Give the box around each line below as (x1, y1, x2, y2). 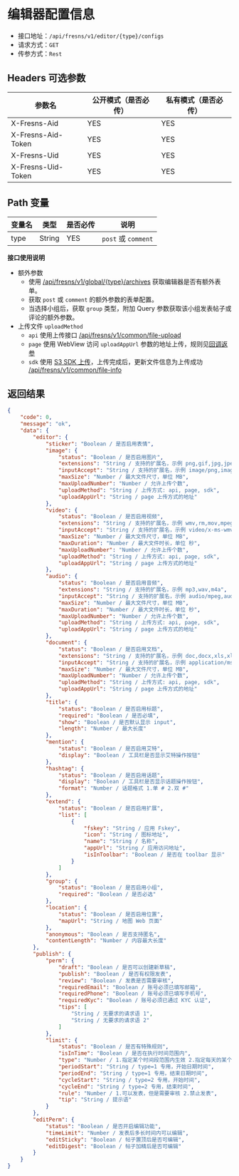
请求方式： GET (17, 40, 59, 48)
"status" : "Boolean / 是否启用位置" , (58, 910, 164, 918)
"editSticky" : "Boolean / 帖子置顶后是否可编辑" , (45, 1136, 185, 1143)
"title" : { (45, 698, 78, 706)
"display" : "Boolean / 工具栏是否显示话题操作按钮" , (58, 778, 204, 785)
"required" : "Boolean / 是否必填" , (58, 712, 160, 719)
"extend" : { (45, 798, 81, 805)
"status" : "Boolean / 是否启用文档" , (58, 646, 164, 653)
